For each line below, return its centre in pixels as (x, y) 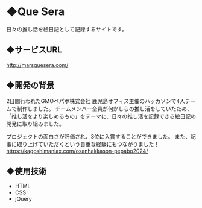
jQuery (23, 199)
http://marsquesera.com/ (37, 65)
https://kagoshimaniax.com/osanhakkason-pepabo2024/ (77, 151)
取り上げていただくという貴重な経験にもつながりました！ (88, 144)
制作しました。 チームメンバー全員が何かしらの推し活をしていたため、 (105, 109)
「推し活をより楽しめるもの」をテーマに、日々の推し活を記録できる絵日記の (101, 116)
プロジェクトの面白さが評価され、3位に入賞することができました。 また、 (99, 136)
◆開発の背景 (30, 85)
